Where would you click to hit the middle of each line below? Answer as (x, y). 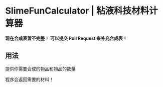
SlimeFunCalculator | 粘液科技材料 (77, 11)
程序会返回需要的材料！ (29, 79)
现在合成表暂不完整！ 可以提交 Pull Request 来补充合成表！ (66, 38)
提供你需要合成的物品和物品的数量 (40, 68)
